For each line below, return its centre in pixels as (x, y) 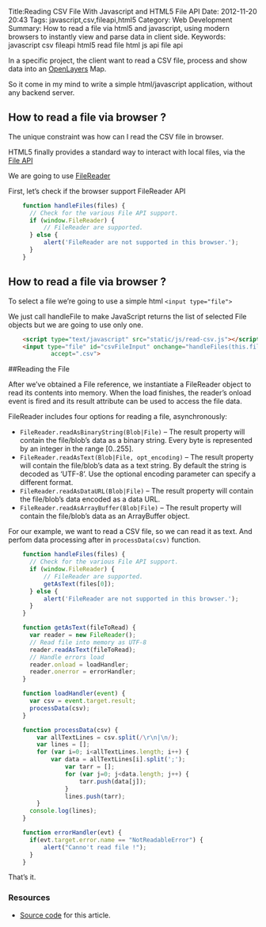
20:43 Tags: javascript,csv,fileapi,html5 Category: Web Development (120, 20)
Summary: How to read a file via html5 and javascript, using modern (119, 28)
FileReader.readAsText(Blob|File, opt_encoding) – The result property (137, 457)
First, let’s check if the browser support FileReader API (97, 191)
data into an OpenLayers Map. (57, 69)
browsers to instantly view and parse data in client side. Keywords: (117, 36)
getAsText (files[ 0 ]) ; (79, 584)
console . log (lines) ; (63, 811)
